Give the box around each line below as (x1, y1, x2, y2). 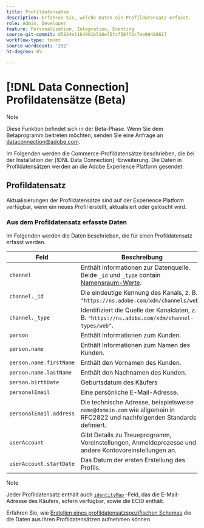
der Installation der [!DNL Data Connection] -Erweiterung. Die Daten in (6, 156, 182, 163)
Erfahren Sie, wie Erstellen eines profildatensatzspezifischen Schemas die (6, 509, 192, 516)
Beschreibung (121, 253, 163, 261)
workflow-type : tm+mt (6, 37, 61, 43)
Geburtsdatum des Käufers (80, 378, 158, 387)
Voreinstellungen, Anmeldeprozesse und (80, 438, 196, 446)
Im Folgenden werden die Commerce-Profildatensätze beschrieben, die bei (6, 150, 195, 157)
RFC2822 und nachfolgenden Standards (80, 413, 197, 421)
